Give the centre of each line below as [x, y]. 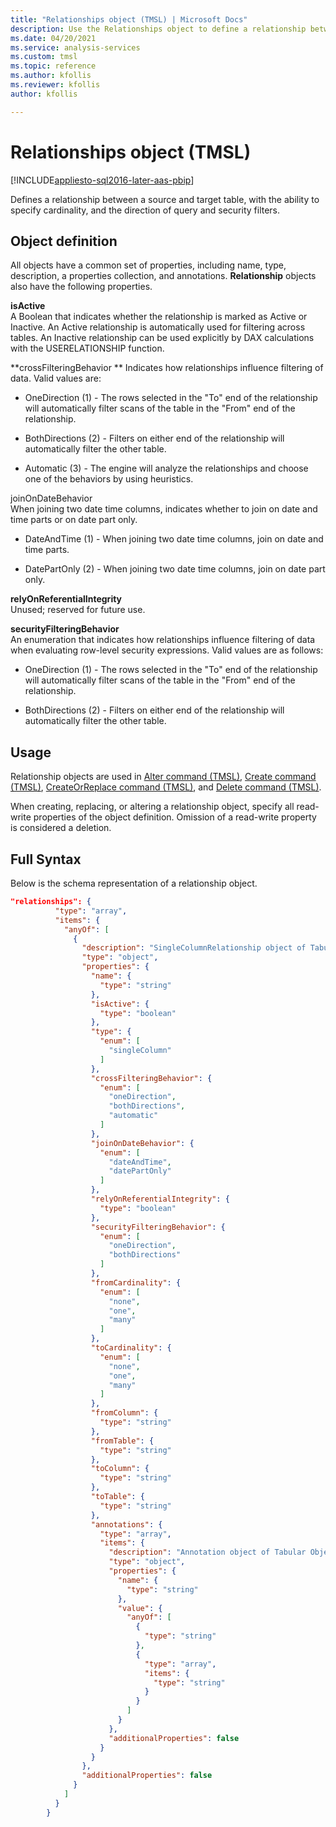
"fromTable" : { [122, 1441]
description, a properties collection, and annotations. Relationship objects [163, 276]
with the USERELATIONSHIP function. [87, 348]
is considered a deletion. [61, 828]
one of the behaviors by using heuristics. [109, 479]
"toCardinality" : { [131, 1348]
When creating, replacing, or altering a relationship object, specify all [152, 807]
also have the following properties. [81, 287]
